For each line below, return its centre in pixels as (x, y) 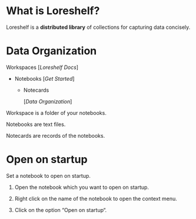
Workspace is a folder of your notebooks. (57, 112)
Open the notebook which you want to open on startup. (82, 187)
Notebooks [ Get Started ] (44, 78)
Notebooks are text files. (36, 124)
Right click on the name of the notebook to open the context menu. (96, 198)
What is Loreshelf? (53, 11)
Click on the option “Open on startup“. (61, 210)
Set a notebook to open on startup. (49, 175)
